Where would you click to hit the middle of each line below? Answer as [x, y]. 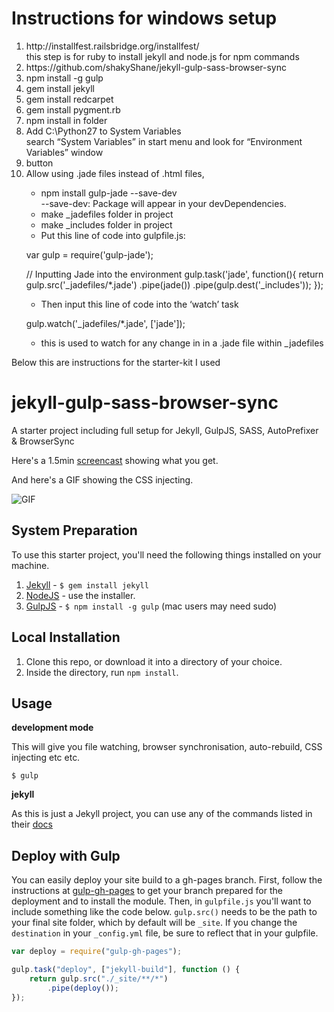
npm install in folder [66, 120]
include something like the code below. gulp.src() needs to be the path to [164, 912]
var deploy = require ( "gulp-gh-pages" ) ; [97, 952]
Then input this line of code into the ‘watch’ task [139, 304]
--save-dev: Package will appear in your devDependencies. [163, 203]
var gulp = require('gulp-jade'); [89, 254]
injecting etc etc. [46, 758]
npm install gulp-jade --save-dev [109, 193]
